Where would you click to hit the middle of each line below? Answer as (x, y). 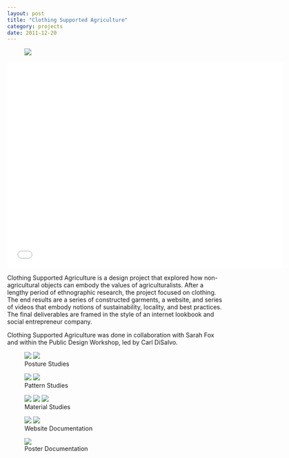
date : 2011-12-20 (32, 33)
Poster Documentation (56, 449)
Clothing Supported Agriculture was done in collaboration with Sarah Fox (111, 335)
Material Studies (48, 407)
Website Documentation (59, 428)
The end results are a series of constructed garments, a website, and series (115, 300)
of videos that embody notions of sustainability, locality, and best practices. (114, 307)
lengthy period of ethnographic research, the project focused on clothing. (112, 293)
